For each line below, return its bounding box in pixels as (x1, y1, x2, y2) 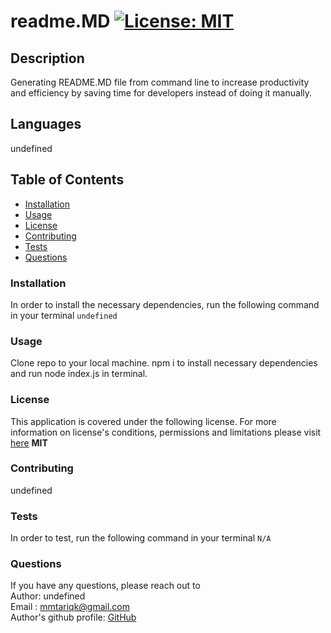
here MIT (10, 436, 48, 449)
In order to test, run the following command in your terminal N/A (10, 532, 272, 544)
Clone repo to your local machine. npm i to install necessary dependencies (10, 357, 318, 369)
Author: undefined (10, 590, 86, 602)
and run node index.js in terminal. (10, 368, 148, 380)
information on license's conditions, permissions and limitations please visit (10, 426, 322, 438)
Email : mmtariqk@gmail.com (10, 601, 131, 613)
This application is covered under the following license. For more (10, 415, 277, 427)
